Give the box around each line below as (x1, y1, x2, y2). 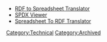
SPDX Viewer (14, 11, 47, 18)
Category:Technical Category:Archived (6, 29, 101, 36)
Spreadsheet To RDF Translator (14, 18, 92, 24)
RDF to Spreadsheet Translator (14, 5, 90, 12)
